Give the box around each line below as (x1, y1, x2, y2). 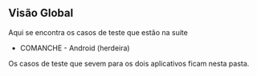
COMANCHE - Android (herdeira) (19, 43, 130, 53)
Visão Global (8, 6, 74, 20)
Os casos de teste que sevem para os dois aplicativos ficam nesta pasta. (8, 58, 250, 68)
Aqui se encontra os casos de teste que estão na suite (8, 27, 189, 37)
